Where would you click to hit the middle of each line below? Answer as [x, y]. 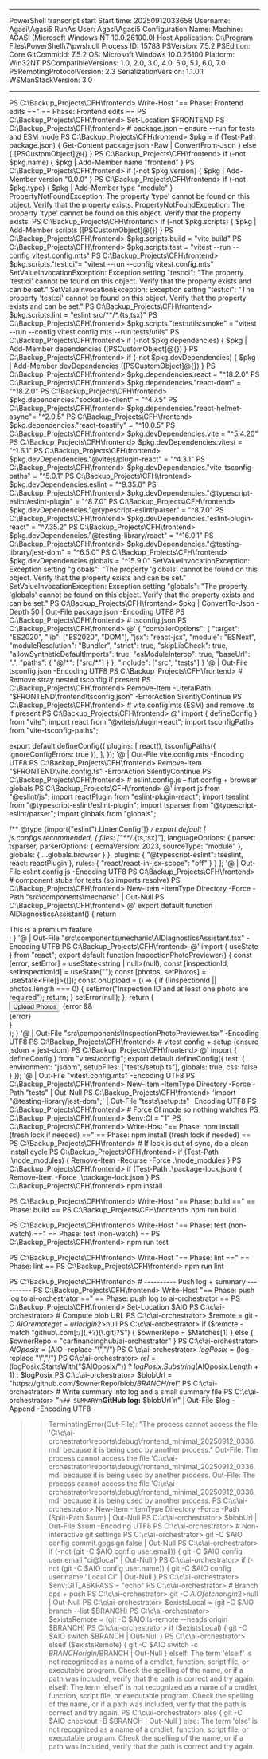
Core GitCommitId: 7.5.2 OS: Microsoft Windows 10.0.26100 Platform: [122, 54]
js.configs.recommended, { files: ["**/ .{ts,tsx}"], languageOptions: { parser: [132, 838]
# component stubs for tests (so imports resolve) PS [95, 880]
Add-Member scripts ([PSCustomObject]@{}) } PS [91, 230]
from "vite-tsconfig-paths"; [54, 730]
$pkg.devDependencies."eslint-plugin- [190, 518]
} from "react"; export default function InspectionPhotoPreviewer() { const [131, 955]
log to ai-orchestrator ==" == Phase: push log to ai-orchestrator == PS [125, 1298]
